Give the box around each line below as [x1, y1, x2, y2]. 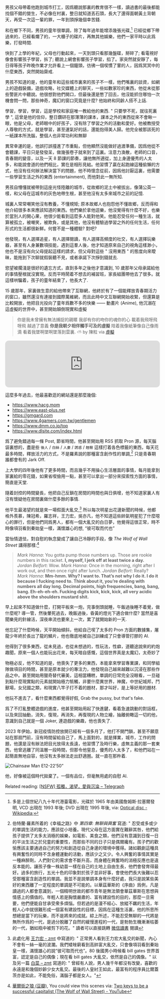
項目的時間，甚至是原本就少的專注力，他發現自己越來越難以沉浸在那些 [13, 666, 156, 672]
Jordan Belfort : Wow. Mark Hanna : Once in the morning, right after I [17, 562, 155, 568]
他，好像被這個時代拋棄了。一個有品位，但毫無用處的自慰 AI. [5, 773, 128, 779]
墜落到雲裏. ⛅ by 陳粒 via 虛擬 [53, 329, 114, 335]
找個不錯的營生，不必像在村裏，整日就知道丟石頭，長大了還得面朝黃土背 [5, 10, 151, 16]
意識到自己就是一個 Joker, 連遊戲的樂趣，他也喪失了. [5, 718, 112, 724]
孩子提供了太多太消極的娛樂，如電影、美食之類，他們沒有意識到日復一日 [12, 833, 159, 838]
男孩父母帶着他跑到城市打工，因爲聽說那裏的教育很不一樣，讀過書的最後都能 [5, 4, 160, 10]
